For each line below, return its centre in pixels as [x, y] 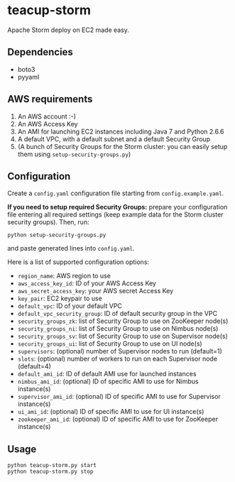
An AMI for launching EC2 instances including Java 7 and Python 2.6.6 [121, 131]
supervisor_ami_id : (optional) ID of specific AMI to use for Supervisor [119, 397]
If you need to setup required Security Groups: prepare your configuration [117, 207]
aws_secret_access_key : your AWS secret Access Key [95, 291]
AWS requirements [50, 99]
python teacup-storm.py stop [50, 472]
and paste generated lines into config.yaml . [71, 248]
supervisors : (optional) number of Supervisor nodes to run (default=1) [120, 351]
